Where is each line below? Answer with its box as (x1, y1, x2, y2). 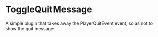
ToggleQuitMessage (5, 4, 92, 15)
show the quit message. (5, 25, 55, 31)
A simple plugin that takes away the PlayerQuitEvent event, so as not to (5, 20, 153, 26)
